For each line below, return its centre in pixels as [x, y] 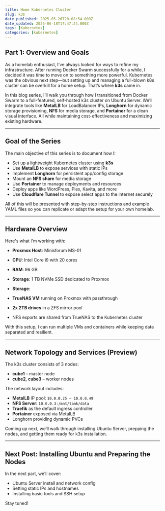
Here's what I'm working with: [35, 241]
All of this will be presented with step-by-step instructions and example [77, 204]
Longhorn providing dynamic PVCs [48, 419]
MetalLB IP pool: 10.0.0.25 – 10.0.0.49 [53, 398]
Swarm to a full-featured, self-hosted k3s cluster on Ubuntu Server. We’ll [79, 100]
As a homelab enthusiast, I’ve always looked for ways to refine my [72, 64]
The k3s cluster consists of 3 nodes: [42, 364]
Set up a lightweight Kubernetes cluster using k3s [63, 163]
